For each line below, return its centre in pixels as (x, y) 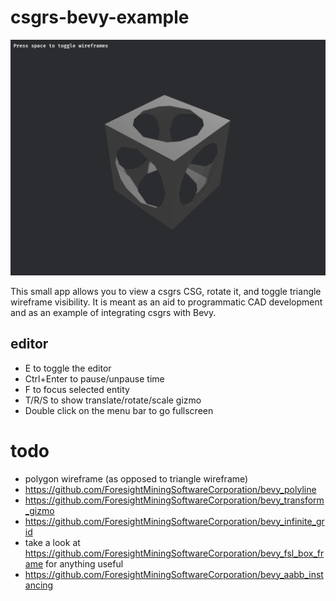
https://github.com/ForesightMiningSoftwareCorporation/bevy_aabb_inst (174, 574)
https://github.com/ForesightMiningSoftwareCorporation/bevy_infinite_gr (174, 521)
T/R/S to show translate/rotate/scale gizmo (113, 400)
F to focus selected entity (77, 389)
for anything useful (84, 563)
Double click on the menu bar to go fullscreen (119, 410)
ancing (39, 585)
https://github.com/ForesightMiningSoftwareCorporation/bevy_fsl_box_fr (174, 553)
